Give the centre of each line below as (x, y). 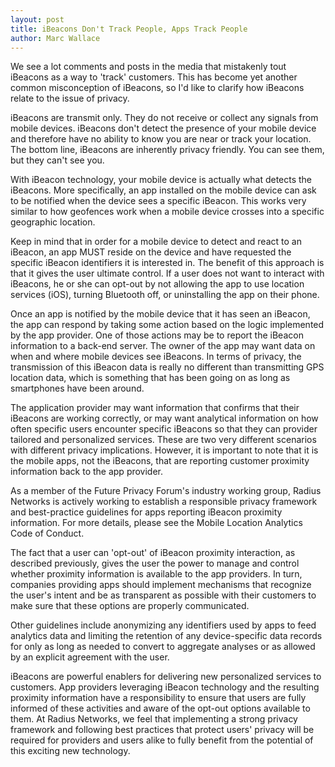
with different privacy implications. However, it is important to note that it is (164, 450)
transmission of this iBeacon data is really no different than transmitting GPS (167, 367)
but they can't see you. (57, 160)
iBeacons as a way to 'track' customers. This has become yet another (154, 77)
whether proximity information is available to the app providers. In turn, (156, 574)
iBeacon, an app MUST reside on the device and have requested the (151, 252)
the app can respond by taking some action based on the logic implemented (167, 325)
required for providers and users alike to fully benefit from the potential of (162, 740)
